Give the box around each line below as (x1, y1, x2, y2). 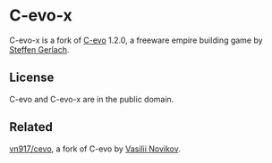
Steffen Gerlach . (9, 44, 70, 54)
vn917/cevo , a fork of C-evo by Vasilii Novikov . (9, 143, 181, 154)
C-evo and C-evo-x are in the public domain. (9, 94, 174, 104)
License (9, 70, 55, 86)
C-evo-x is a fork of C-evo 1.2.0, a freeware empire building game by (9, 35, 263, 45)
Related (9, 119, 54, 134)
